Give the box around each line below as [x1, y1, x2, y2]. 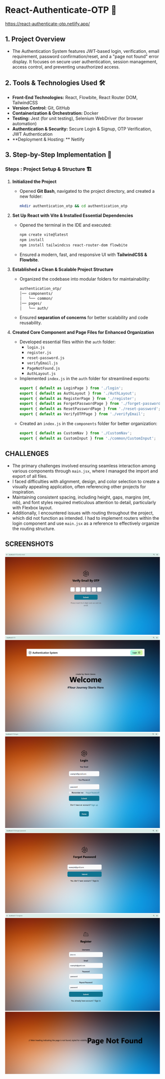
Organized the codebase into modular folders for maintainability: [19, 276, 150, 282]
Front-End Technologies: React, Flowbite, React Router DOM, [12, 94, 138, 100]
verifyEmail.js [27, 360, 58, 365]
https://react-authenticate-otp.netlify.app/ [5, 21, 90, 27]
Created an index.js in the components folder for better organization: [19, 421, 158, 426]
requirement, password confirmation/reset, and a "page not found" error [12, 53, 159, 59]
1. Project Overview [5, 35, 66, 43]
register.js [27, 350, 52, 355]
